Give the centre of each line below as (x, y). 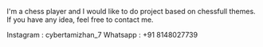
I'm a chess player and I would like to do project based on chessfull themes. (131, 11)
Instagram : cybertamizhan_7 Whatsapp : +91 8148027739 (102, 35)
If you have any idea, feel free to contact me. (80, 20)
